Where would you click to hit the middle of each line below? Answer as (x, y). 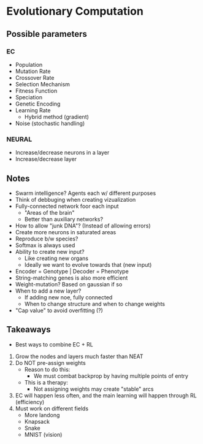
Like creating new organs (56, 258)
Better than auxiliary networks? (63, 219)
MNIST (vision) (43, 434)
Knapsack (37, 421)
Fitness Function (36, 91)
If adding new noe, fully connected (68, 297)
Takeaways (29, 330)
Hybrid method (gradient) (56, 117)
